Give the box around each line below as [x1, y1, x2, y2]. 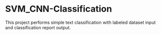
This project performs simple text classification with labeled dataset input [5, 19, 156, 25]
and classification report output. [5, 24, 71, 30]
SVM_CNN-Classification [5, 3, 112, 15]
